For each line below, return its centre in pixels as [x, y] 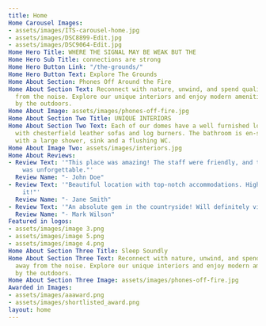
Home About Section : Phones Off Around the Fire [90, 81]
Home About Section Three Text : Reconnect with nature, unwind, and [123, 258]
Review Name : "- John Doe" [60, 178]
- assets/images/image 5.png [56, 237]
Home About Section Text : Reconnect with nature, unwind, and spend [123, 89]
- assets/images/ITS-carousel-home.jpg [74, 30]
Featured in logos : [40, 222]
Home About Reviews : [42, 155]
